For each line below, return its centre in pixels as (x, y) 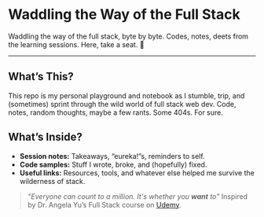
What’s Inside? (45, 137)
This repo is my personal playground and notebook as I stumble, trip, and (126, 95)
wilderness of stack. (52, 181)
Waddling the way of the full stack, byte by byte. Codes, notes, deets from (128, 36)
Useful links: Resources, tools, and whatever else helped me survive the (137, 173)
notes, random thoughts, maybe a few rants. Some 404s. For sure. (116, 112)
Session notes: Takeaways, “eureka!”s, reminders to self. (112, 156)
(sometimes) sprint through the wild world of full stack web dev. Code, (122, 104)
